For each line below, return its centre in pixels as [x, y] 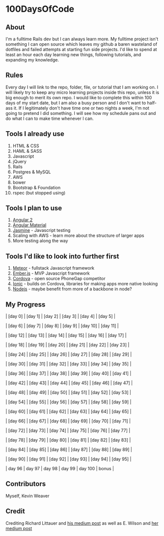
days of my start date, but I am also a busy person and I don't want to [76, 103]
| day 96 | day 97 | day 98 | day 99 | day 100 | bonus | [60, 469]
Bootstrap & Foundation [37, 187]
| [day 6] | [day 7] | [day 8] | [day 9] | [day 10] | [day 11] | [62, 326]
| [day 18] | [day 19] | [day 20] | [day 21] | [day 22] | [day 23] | [68, 345]
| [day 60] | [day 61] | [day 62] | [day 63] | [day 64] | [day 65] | [68, 412]
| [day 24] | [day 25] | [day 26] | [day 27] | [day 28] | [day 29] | [69, 354]
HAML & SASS [27, 151]
